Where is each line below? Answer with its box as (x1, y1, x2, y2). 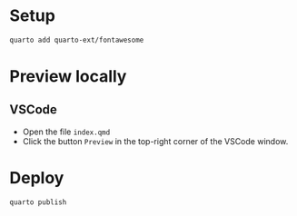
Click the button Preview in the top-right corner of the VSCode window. (22, 135, 289, 146)
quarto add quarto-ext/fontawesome (9, 35, 144, 44)
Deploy (9, 168, 64, 188)
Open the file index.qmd (22, 126, 111, 137)
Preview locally (9, 66, 127, 86)
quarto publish (9, 197, 67, 207)
